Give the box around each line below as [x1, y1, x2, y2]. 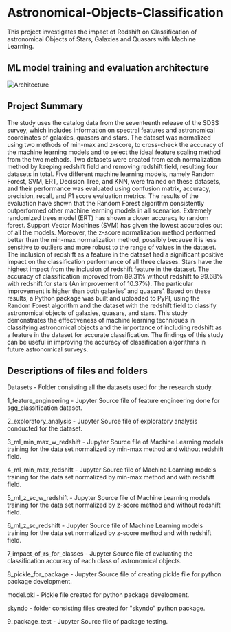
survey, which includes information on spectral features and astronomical [7, 126, 215, 134]
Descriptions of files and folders [7, 364, 148, 376]
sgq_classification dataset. [7, 404, 82, 412]
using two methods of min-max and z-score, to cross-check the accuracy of [7, 140, 224, 149]
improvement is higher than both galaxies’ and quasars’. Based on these [7, 287, 211, 295]
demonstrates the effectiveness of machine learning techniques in [7, 316, 195, 324]
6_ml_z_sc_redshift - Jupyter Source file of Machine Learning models [7, 521, 203, 530]
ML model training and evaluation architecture [7, 62, 210, 74]
